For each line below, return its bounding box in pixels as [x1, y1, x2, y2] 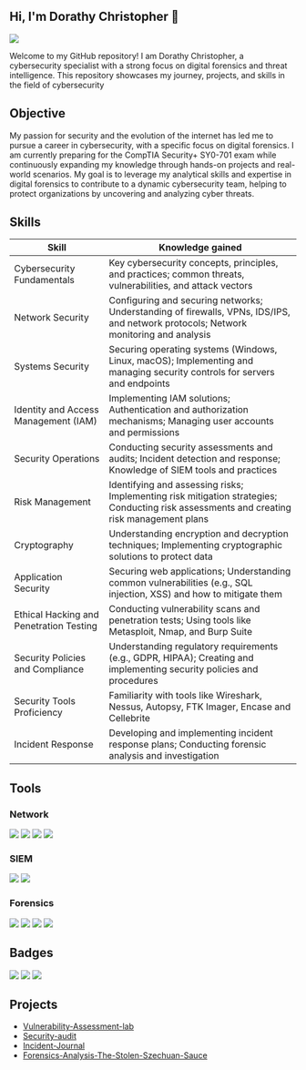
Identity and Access [14, 403, 99, 416]
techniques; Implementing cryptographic [108, 539, 283, 552]
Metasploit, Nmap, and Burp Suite [108, 626, 253, 638]
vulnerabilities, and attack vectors [108, 280, 253, 292]
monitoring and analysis [108, 329, 211, 341]
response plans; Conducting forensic [108, 739, 267, 751]
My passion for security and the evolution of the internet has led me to [9, 129, 274, 141]
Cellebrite [108, 712, 150, 725]
